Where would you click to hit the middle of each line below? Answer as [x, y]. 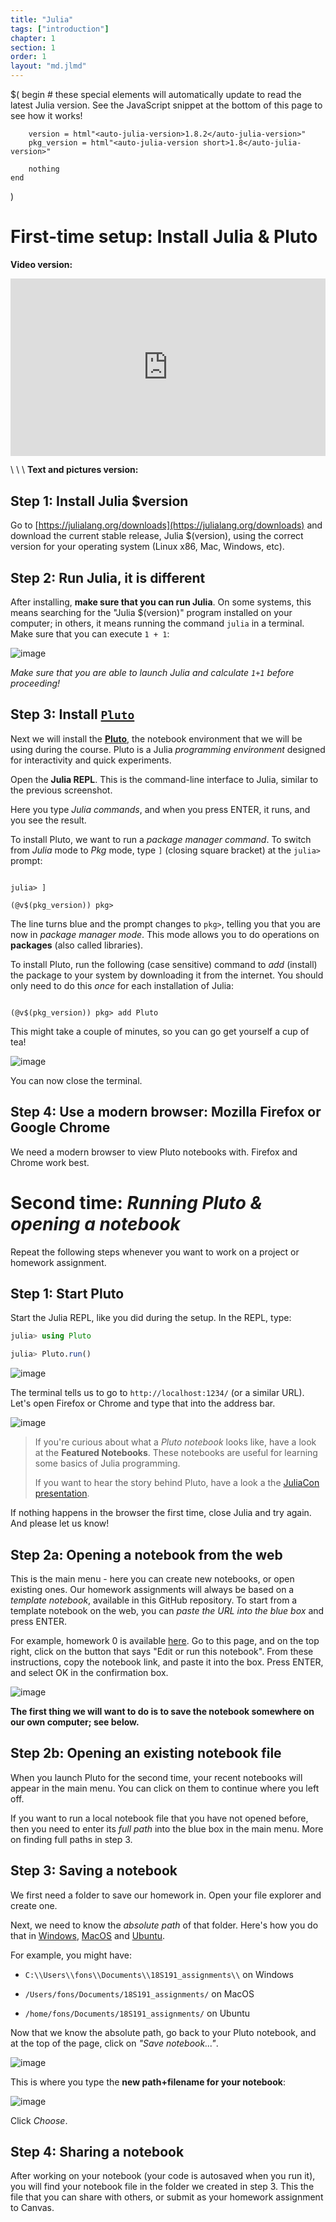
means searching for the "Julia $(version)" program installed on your [151, 613]
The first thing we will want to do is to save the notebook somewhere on [162, 1711]
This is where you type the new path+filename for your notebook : [148, 2082]
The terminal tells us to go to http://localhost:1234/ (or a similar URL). [157, 1393]
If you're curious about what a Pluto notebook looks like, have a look [175, 1442]
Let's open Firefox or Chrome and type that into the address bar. [143, 1403]
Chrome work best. [50, 1162]
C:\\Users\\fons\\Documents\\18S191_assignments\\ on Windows [159, 1974]
